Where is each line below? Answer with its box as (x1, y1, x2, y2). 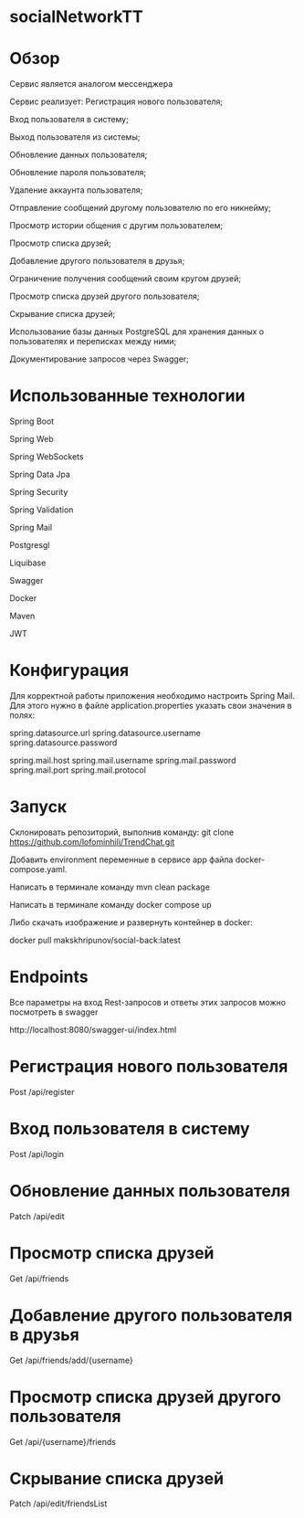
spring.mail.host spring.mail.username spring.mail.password (9, 755, 236, 765)
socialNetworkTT (9, 6, 144, 27)
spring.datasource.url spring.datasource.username (9, 728, 201, 738)
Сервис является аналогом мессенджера (9, 79, 173, 90)
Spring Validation (9, 504, 74, 515)
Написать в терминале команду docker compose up (9, 899, 212, 910)
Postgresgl (9, 540, 50, 551)
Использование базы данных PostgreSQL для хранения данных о (9, 326, 265, 337)
